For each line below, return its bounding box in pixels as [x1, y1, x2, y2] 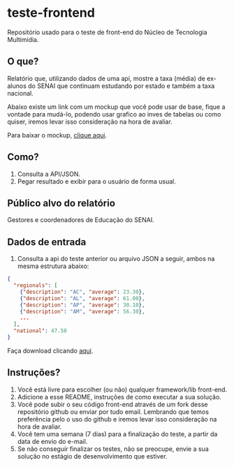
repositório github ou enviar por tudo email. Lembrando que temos [17, 407, 210, 416]
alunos [7, 82, 27, 90]
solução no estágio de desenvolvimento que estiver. [17, 452, 168, 460]
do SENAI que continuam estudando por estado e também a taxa [27, 82, 215, 90]
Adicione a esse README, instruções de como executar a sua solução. [17, 392, 221, 401]
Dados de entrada [7, 236, 87, 248]
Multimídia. [7, 35, 40, 43]
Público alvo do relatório [7, 197, 115, 209]
